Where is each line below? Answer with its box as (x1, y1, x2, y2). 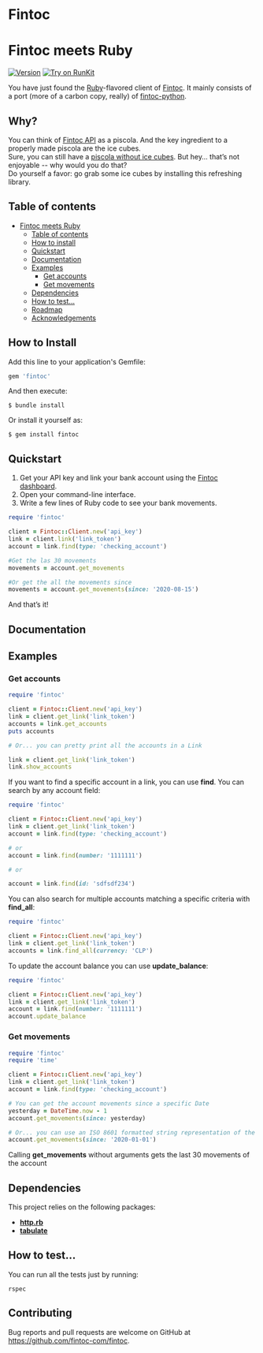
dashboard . (19, 481, 57, 491)
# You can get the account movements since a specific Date (8, 1099, 210, 1108)
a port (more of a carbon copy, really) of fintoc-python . (8, 92, 187, 101)
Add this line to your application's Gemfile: (8, 357, 146, 366)
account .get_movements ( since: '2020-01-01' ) (8, 1136, 157, 1144)
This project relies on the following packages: (8, 1202, 156, 1212)
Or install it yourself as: (8, 416, 83, 425)
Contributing (8, 1306, 72, 1320)
